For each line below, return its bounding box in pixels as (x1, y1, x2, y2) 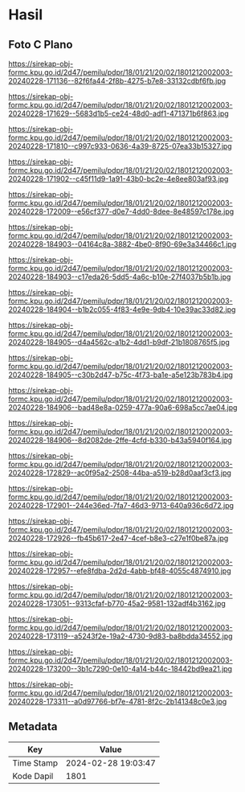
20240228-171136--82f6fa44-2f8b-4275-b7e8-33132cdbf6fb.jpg (8, 76, 227, 85)
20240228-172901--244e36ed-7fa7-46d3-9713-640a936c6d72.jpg (8, 501, 235, 510)
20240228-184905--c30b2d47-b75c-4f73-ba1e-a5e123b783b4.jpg (8, 370, 233, 380)
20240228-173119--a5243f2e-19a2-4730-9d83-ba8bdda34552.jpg (8, 631, 233, 641)
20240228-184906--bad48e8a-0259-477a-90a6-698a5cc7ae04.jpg (8, 403, 238, 412)
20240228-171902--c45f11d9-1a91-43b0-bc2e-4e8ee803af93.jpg (8, 174, 229, 183)
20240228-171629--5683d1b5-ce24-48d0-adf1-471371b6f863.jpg (8, 109, 229, 118)
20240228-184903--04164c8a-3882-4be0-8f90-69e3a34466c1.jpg (8, 240, 237, 248)
